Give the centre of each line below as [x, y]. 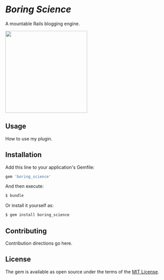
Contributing [26, 231]
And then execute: [25, 186]
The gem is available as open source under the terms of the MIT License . [82, 272]
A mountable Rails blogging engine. [43, 24]
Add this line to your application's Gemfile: [50, 167]
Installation [24, 155]
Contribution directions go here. [39, 243]
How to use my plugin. [29, 138]
